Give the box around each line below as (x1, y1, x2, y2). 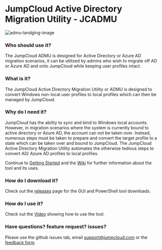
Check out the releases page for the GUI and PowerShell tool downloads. (5, 188, 151, 194)
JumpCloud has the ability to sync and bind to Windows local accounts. (5, 120, 148, 125)
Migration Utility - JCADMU (5, 14, 117, 25)
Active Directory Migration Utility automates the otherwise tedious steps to (5, 145, 154, 151)
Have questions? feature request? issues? (5, 223, 107, 230)
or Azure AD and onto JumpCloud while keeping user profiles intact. (5, 63, 142, 69)
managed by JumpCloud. (5, 96, 56, 102)
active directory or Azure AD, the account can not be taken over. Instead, (5, 130, 151, 136)
